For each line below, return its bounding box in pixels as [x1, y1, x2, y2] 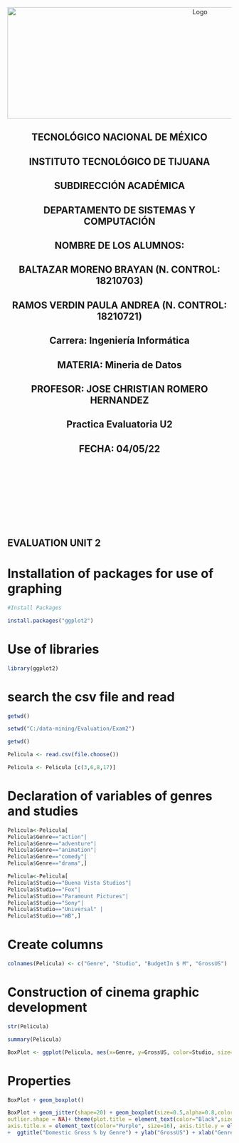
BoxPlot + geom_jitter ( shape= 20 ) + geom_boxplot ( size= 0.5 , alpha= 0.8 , [7, 1109, 218, 1117]
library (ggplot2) [7, 664, 59, 672]
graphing [7, 581, 63, 597]
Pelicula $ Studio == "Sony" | [7, 899, 84, 906]
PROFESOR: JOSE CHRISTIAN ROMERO [31, 382, 208, 395]
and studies [7, 803, 78, 820]
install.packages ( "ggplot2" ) [7, 617, 94, 624]
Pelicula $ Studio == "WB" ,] [7, 913, 81, 920]
